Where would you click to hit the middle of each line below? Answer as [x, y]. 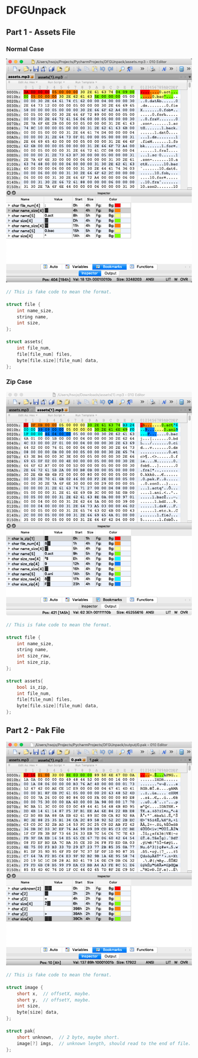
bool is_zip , [33, 687]
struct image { [25, 987]
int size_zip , [34, 662]
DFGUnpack [36, 10]
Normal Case [25, 49]
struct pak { [21, 1031]
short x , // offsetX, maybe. [54, 994]
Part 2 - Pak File [36, 730]
